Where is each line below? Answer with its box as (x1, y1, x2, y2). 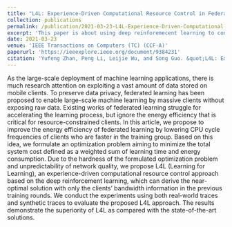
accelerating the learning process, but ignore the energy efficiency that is (7, 110, 216, 119)
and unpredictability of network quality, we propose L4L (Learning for (7, 161, 205, 170)
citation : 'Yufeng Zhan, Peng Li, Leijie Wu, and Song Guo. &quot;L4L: (7, 55, 217, 62)
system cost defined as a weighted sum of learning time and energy (7, 147, 201, 155)
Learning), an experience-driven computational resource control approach (7, 169, 219, 177)
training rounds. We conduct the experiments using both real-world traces (7, 191, 219, 199)
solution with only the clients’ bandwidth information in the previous (30, 184, 222, 192)
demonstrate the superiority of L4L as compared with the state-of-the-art (7, 206, 217, 214)
